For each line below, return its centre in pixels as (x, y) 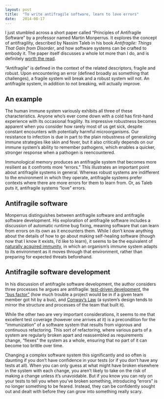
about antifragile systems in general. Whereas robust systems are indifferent (82, 172)
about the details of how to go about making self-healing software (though (80, 236)
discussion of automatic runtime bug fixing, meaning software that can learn (82, 225)
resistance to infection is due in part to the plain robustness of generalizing (81, 137)
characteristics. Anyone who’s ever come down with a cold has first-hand (79, 116)
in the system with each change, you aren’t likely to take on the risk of (76, 371)
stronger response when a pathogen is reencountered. (60, 153)
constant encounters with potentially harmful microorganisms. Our (72, 132)
